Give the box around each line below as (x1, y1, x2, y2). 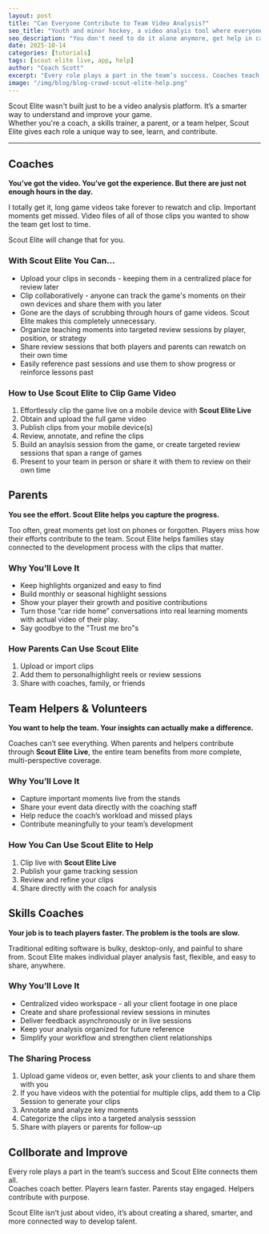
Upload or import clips (19, 661, 94, 671)
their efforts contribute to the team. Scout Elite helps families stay (8, 534, 224, 543)
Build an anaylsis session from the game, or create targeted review (19, 439, 241, 449)
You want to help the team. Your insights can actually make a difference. (8, 723, 254, 733)
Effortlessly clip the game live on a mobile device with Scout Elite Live (19, 405, 252, 415)
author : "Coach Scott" (8, 64, 84, 72)
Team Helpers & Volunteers (8, 701, 148, 715)
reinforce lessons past (19, 367, 94, 377)
